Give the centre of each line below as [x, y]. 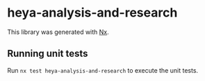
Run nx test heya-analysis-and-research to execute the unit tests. [103, 70]
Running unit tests [48, 54]
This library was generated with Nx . [58, 32]
